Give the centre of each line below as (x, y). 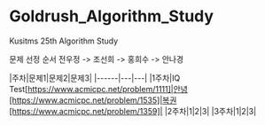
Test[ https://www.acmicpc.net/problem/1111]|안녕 (98, 89)
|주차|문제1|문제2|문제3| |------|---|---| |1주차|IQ (95, 78)
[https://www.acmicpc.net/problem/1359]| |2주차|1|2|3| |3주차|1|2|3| (133, 111)
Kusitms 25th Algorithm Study (64, 41)
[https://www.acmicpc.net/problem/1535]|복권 (93, 100)
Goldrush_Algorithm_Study (112, 16)
